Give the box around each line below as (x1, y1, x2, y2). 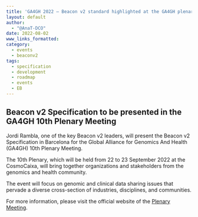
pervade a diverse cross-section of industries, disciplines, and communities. (6, 186, 192, 193)
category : (6, 42, 31, 48)
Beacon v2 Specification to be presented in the (6, 107, 182, 117)
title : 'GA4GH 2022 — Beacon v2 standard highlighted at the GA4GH (6, 8, 176, 15)
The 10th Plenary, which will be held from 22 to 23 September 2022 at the (6, 156, 186, 163)
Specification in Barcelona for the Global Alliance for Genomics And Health (6, 138, 187, 145)
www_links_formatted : (6, 36, 60, 42)
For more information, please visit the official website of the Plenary (6, 198, 171, 205)
